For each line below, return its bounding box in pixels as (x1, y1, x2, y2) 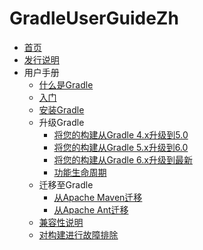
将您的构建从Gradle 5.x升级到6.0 (53, 141, 189, 153)
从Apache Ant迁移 (53, 203, 129, 216)
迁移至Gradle (38, 178, 94, 191)
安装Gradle (38, 103, 85, 116)
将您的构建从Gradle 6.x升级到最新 (53, 153, 193, 166)
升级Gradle (38, 116, 85, 128)
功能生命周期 (53, 166, 107, 178)
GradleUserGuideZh (9, 7, 179, 30)
